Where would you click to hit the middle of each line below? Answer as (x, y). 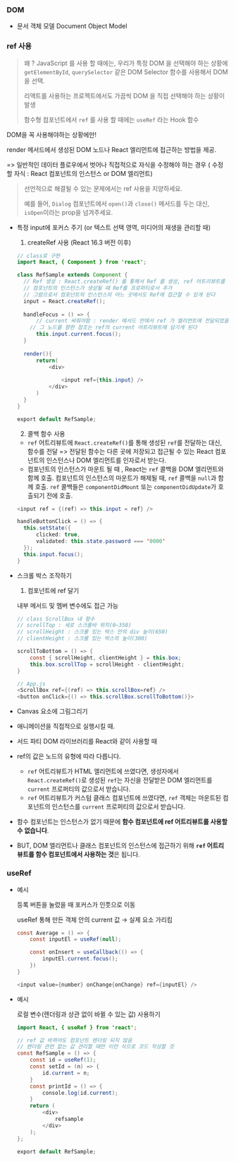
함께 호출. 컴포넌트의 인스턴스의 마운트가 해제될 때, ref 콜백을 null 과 (122, 478)
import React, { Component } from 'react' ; (82, 262)
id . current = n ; (66, 1073)
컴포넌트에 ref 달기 (53, 590)
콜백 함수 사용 (46, 433)
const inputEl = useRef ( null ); (76, 939)
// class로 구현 (38, 256)
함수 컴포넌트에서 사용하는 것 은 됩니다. (88, 855)
